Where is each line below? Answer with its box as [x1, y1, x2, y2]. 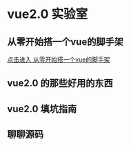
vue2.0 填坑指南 [7, 103, 77, 114]
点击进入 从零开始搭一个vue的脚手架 [7, 56, 110, 63]
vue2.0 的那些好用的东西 [7, 77, 113, 90]
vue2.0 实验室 [7, 6, 88, 22]
